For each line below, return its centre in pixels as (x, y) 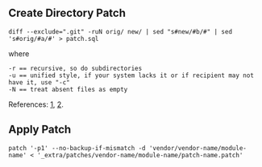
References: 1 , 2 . (36, 104)
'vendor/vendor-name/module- (198, 148)
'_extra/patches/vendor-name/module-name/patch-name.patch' (140, 155)
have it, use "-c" (39, 82)
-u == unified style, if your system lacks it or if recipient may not (131, 75)
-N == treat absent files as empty (68, 89)
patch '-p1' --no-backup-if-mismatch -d (77, 148)
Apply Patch (40, 130)
